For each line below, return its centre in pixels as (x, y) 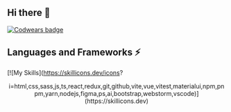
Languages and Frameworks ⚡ (74, 53)
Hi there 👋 (29, 13)
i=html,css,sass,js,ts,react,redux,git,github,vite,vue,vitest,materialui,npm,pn (117, 86)
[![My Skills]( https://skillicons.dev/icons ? (65, 72)
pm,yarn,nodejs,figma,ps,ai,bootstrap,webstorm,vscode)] (117, 93)
